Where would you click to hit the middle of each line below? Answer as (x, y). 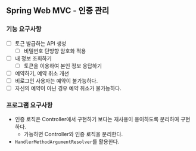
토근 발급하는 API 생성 (41, 43)
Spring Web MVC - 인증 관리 (58, 11)
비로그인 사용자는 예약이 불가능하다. (56, 81)
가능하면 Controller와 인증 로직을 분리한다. (73, 134)
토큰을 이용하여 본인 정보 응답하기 (63, 66)
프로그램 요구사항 (29, 105)
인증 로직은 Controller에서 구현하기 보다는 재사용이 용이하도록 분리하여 (97, 119)
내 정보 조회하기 (33, 58)
